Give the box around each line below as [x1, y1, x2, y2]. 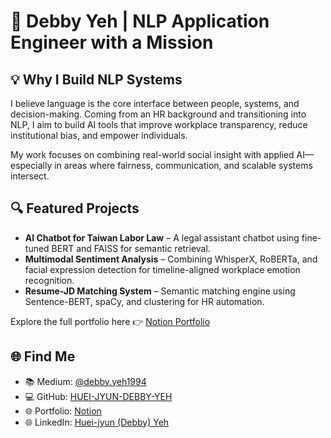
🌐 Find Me [10, 348, 76, 365]
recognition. [24, 274, 75, 286]
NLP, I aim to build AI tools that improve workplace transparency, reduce [10, 119, 308, 130]
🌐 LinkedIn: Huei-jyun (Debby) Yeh [24, 416, 170, 428]
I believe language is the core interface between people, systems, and [10, 98, 300, 109]
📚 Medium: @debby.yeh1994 [24, 375, 147, 387]
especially [10, 160, 53, 171]
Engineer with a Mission [10, 31, 214, 54]
